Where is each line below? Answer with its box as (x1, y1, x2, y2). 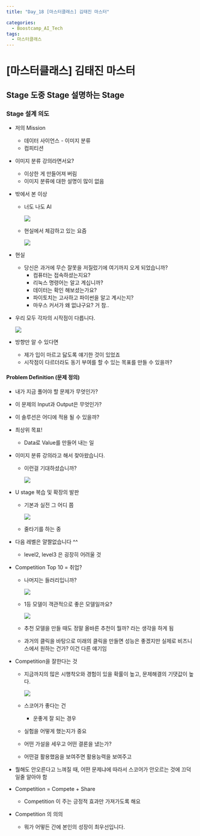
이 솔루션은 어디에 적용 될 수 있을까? (14, 413, 100, 421)
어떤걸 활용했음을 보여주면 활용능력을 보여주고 (23, 753, 132, 760)
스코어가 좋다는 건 (23, 702, 66, 709)
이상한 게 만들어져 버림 (23, 170, 77, 177)
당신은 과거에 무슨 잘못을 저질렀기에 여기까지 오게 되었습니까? (23, 264, 168, 271)
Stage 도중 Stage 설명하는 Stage (6, 90, 125, 100)
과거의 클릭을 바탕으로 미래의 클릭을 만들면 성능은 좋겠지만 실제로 (23, 638, 177, 645)
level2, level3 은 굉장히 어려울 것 (23, 551, 102, 558)
